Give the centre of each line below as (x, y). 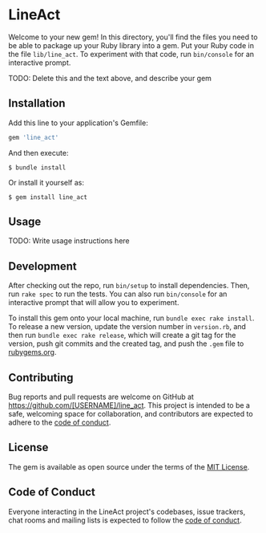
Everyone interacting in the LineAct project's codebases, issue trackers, (127, 511)
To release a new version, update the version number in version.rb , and (127, 327)
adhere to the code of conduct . (60, 422)
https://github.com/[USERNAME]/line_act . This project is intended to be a (129, 405)
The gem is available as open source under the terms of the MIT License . (129, 466)
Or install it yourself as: (46, 182)
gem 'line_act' (34, 137)
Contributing (41, 378)
